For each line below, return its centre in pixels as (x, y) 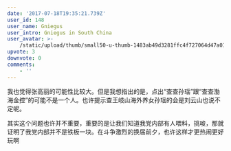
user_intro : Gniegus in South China (59, 33)
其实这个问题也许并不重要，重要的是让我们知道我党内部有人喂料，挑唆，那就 (115, 123)
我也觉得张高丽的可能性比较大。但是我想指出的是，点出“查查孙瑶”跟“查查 (111, 91)
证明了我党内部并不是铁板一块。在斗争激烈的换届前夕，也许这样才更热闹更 (112, 132)
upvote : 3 (21, 52)
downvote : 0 (24, 58)
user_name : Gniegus (35, 26)
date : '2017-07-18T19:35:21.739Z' (57, 13)
